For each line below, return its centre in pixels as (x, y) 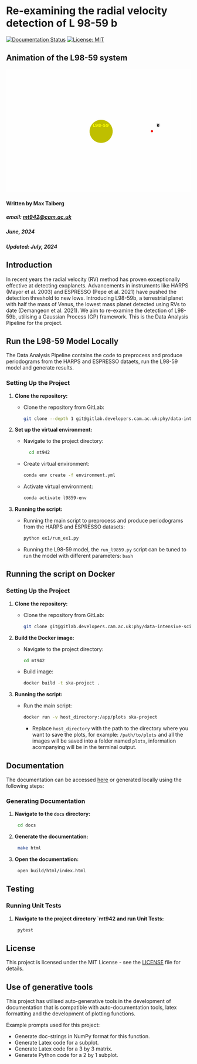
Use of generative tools (50, 987)
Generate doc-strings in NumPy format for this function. (82, 1036)
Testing (20, 889)
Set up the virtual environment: (53, 430)
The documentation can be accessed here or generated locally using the (94, 780)
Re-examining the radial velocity (87, 11)
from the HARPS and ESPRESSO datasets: (74, 527)
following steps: (25, 786)
